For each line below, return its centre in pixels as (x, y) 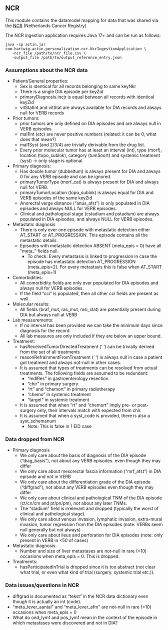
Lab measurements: (33, 320)
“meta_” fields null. (39, 251)
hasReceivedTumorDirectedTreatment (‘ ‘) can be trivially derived (87, 346)
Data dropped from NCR (35, 439)
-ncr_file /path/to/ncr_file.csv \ (49, 53)
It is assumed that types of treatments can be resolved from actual (88, 368)
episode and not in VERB (45, 476)
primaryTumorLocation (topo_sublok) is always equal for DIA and (87, 192)
